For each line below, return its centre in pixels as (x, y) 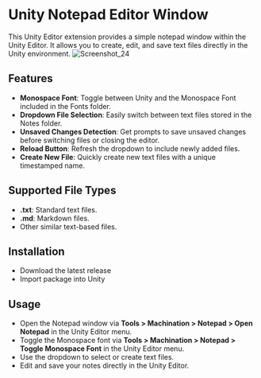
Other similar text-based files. (68, 226)
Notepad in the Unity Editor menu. (76, 332)
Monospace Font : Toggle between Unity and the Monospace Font (128, 98)
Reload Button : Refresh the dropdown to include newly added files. (130, 148)
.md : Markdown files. (54, 218)
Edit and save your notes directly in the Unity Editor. (104, 366)
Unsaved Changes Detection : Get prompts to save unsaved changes (133, 131)
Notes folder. (41, 123)
